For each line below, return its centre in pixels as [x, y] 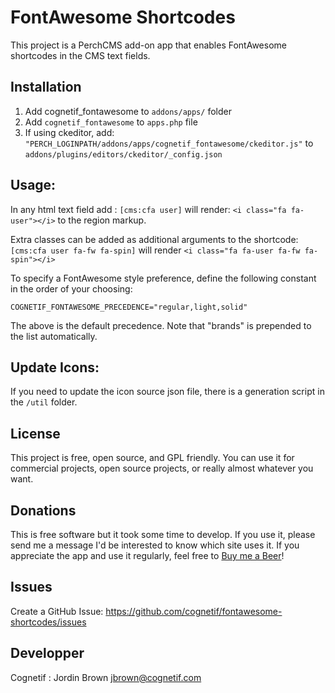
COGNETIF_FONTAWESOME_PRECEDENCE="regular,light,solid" [129, 307]
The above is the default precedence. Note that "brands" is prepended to [161, 325]
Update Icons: [55, 367]
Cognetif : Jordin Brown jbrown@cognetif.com [106, 677]
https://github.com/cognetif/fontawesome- [194, 611]
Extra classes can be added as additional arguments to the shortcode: [154, 239]
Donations [43, 510]
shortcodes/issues [48, 622]
